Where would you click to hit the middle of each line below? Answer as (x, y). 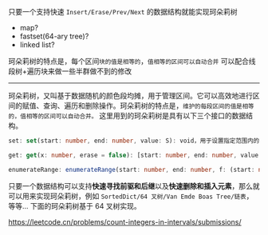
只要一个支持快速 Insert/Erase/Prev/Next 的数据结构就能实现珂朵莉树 (123, 12)
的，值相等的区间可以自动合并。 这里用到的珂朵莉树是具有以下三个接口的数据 (127, 116)
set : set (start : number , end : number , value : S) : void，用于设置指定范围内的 (134, 141)
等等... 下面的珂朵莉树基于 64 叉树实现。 (75, 205)
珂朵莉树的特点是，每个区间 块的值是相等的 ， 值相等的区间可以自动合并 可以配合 (128, 61)
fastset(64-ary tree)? (54, 36)
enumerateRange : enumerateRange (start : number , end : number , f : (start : (132, 169)
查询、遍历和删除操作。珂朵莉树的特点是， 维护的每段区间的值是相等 (148, 106)
